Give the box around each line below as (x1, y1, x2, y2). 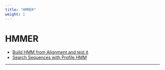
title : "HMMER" (5, 7, 36, 12)
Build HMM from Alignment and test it (12, 49, 88, 55)
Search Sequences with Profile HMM (12, 55, 87, 61)
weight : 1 (5, 12, 26, 17)
